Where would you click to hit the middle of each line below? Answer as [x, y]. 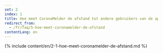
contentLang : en [21, 32]
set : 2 [11, 9]
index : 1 [13, 14]
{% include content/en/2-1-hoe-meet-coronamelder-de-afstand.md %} [76, 46]
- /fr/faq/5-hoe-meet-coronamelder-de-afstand [57, 28]
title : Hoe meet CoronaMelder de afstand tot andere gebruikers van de [79, 18]
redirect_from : [20, 23]
